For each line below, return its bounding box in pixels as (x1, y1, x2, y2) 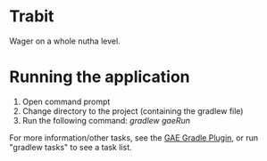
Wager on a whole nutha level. (9, 36, 121, 46)
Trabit (9, 6, 54, 27)
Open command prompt (21, 96, 111, 107)
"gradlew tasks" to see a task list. (9, 141, 132, 152)
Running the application (9, 67, 190, 87)
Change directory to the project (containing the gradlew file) (21, 105, 244, 117)
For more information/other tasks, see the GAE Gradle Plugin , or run (9, 132, 259, 143)
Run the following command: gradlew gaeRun (21, 115, 190, 125)
